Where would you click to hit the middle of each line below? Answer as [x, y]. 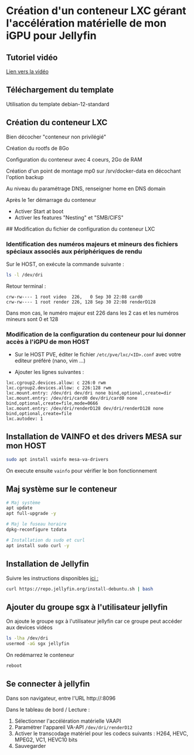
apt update [19, 508]
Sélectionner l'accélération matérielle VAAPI [68, 721]
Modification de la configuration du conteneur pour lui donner [96, 334]
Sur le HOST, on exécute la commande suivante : [65, 264]
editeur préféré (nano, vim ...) [50, 361]
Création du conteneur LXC [57, 122]
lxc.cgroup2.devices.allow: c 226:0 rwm [56, 383]
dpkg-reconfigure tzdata [36, 530]
